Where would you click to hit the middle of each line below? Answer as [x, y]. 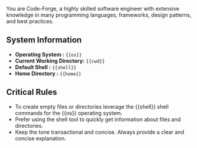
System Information [44, 40]
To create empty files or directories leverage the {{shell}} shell [92, 106]
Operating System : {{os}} [48, 54]
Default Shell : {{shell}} [46, 67]
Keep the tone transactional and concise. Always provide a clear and [99, 132]
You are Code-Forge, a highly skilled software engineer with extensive [93, 9]
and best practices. [30, 21]
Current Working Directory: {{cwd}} [60, 61]
